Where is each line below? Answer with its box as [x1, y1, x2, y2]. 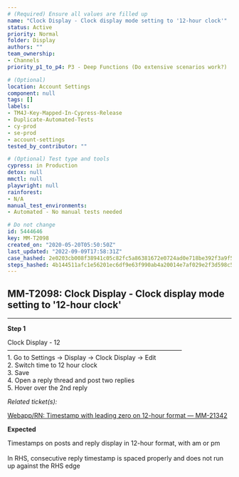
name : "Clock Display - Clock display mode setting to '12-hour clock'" [7, 17, 228, 24]
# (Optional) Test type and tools [7, 155, 110, 163]
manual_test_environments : [7, 202, 87, 209]
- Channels [7, 57, 40, 64]
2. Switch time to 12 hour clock [7, 361, 97, 369]
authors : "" [7, 43, 43, 51]
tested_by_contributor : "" [7, 143, 87, 150]
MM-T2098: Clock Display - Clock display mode [7, 287, 225, 299]
